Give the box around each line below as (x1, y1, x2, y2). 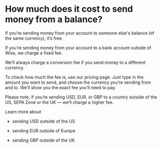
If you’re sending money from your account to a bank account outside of (5, 45, 152, 50)
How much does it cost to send (5, 3, 133, 15)
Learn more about (5, 109, 42, 115)
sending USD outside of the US (12, 118, 75, 124)
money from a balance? (5, 14, 103, 25)
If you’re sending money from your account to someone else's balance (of (5, 30, 155, 36)
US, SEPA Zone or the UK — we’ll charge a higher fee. (5, 99, 114, 105)
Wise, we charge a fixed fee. (5, 50, 63, 56)
